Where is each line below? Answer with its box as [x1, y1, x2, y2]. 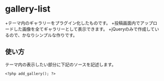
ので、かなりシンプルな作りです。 [9, 32, 77, 38]
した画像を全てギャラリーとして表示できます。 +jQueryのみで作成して [13, 26, 155, 32]
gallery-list [5, 3, 50, 15]
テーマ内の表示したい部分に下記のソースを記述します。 [5, 62, 116, 67]
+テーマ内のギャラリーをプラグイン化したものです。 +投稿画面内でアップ [5, 20, 153, 26]
